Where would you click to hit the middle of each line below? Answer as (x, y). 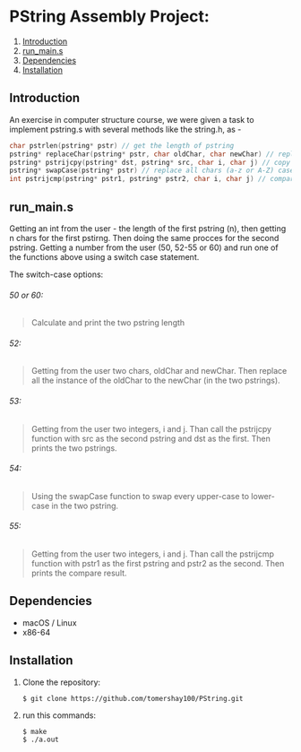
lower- (262, 496)
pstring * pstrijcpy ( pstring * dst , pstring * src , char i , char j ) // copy (150, 162)
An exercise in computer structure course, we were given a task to (132, 119)
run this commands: (59, 715)
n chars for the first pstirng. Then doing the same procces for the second (144, 238)
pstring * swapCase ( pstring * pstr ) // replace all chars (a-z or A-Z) (142, 171)
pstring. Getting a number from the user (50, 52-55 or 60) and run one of (144, 247)
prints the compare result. (79, 573)
